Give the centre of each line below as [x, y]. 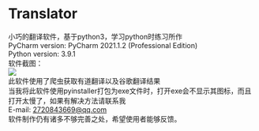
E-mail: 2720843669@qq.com [58, 109]
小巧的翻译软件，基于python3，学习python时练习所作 [96, 36]
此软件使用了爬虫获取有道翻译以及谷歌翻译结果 [84, 80]
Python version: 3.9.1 [42, 54]
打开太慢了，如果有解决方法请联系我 [67, 100]
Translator [43, 14]
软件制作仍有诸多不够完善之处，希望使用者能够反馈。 [95, 118]
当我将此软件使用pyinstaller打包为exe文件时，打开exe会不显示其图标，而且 [130, 91]
